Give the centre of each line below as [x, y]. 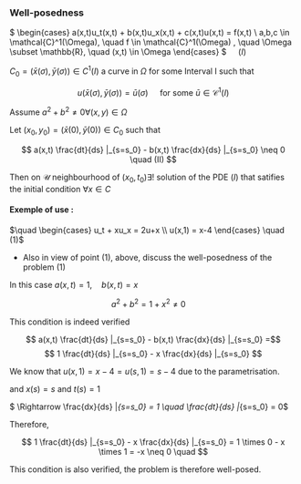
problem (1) [44, 267]
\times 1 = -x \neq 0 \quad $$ [153, 451]
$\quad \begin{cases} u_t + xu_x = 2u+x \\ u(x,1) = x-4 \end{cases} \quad [147, 230]
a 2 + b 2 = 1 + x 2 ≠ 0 [148, 303]
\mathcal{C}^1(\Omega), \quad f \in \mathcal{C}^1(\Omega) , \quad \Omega [150, 42]
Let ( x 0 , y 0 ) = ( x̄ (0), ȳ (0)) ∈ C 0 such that [85, 131]
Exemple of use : [42, 210]
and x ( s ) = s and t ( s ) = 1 [55, 388]
